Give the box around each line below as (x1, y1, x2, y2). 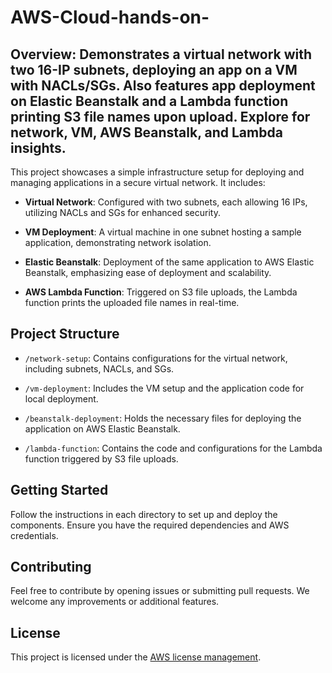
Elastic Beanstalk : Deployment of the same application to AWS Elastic (24, 256, 315, 268)
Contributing (10, 559, 92, 576)
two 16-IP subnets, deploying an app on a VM (10, 61, 298, 78)
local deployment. (24, 392, 99, 405)
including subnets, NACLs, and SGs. (24, 362, 175, 375)
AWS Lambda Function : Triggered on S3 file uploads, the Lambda (24, 286, 298, 298)
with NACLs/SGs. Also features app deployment (10, 77, 316, 94)
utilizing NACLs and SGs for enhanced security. (24, 207, 221, 218)
